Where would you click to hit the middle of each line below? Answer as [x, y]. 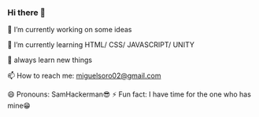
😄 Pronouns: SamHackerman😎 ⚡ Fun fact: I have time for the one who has [129, 94]
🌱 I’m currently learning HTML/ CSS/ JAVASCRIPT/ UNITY [101, 45]
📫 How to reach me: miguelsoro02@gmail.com [84, 76]
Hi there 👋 [27, 13]
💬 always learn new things [50, 60]
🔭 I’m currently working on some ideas [70, 30]
